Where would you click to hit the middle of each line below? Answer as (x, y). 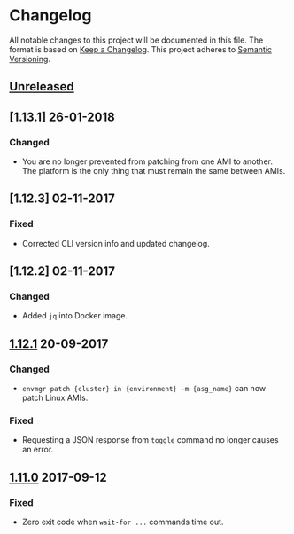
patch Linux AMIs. (55, 398)
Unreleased (42, 86)
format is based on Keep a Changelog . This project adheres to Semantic (141, 49)
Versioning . (30, 59)
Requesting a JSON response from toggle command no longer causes (150, 440)
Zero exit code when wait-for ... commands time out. (123, 522)
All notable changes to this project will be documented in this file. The (136, 40)
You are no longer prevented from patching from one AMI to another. (147, 161)
